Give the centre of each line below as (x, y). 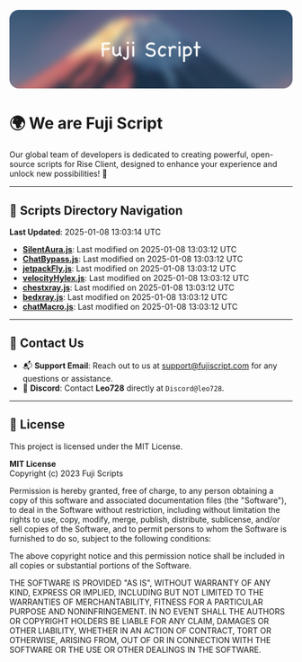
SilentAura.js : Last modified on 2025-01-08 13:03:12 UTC (129, 250)
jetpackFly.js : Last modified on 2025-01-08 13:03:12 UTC (129, 269)
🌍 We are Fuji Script (86, 124)
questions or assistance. (68, 378)
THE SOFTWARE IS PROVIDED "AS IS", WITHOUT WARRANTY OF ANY (140, 583)
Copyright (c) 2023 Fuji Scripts (67, 473)
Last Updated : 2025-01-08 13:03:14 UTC (85, 232)
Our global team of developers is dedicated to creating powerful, (129, 154)
